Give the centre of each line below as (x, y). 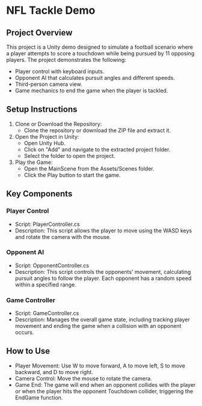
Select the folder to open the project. (69, 156)
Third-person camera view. (48, 84)
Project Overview (39, 33)
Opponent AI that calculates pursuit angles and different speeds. (95, 78)
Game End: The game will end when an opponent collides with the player (105, 384)
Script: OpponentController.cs (52, 265)
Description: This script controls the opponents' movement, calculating (103, 271)
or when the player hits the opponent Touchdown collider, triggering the (104, 391)
